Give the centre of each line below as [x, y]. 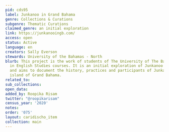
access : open [19, 38]
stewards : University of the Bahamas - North [54, 56]
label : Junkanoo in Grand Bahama [40, 15]
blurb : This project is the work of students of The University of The [82, 61]
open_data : [17, 89]
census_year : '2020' [27, 103]
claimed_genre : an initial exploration [47, 29]
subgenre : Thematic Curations [37, 24]
